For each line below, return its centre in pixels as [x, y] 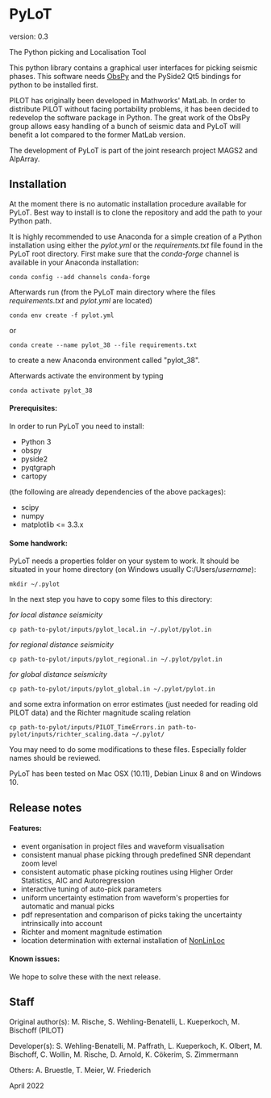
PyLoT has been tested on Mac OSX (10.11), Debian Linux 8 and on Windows [135, 774]
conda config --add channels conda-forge [80, 277]
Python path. [30, 221]
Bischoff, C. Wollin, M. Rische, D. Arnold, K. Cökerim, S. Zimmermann [124, 1054]
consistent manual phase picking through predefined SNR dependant [135, 854]
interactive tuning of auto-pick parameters [91, 889]
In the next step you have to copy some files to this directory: [111, 599]
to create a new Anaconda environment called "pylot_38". [105, 360]
